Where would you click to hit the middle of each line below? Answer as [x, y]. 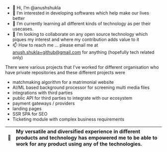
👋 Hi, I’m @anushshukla [37, 8]
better [18, 18]
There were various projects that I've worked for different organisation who [82, 67]
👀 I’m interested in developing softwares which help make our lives [81, 13]
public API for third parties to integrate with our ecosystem [72, 98]
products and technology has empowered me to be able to [86, 138]
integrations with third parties [42, 93]
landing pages [27, 109]
